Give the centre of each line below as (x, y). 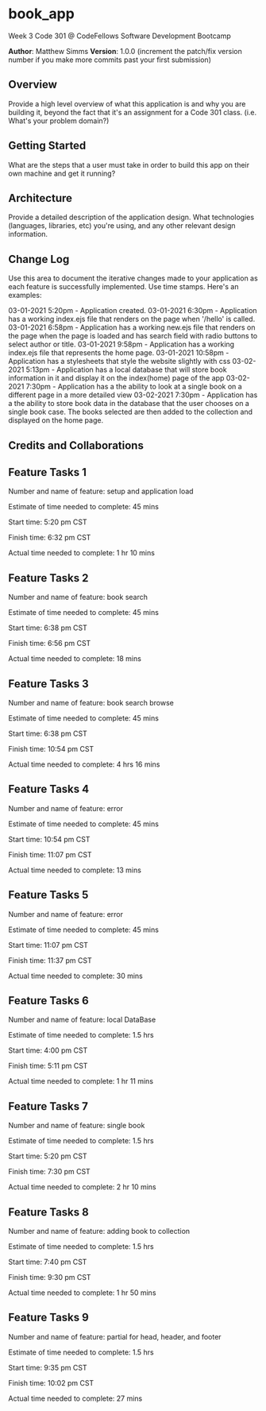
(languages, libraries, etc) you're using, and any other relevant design (122, 226)
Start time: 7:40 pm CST (48, 1262)
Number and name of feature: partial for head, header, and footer (115, 1336)
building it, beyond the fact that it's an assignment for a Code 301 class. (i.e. (133, 112)
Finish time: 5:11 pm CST (48, 1066)
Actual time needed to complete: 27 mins (75, 1398)
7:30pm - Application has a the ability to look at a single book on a (134, 387)
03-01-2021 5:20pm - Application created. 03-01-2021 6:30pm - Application (133, 311)
